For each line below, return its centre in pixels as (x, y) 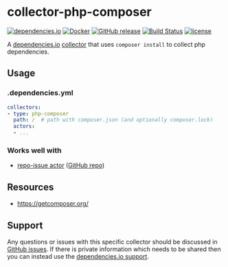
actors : (24, 127)
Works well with (34, 150)
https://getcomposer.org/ (53, 204)
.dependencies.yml (40, 93)
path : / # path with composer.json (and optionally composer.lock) (113, 120)
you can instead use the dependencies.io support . (78, 256)
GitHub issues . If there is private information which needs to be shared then (114, 249)
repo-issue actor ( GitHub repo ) (61, 165)
